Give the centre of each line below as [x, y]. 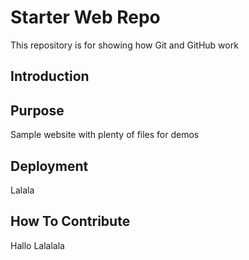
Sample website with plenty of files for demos [105, 135]
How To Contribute [70, 221]
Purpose [37, 110]
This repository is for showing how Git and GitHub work [124, 45]
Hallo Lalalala [37, 245]
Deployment [49, 166]
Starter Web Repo [85, 17]
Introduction [50, 76]
